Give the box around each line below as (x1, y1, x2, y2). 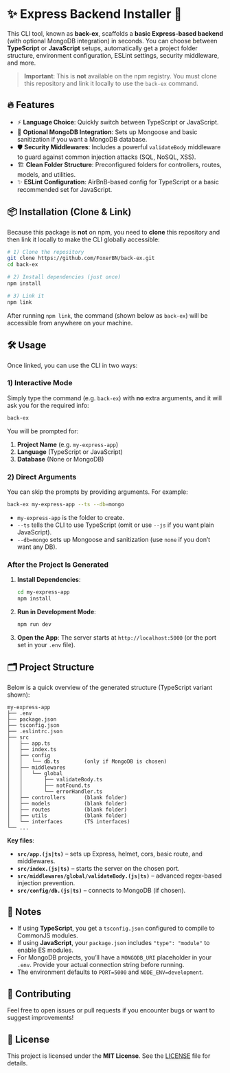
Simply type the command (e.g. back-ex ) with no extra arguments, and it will (7, 393, 222, 402)
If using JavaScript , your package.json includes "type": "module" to (16, 939, 210, 947)
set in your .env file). (16, 640, 76, 649)
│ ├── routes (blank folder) (7, 806, 128, 813)
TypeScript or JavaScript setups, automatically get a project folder (7, 44, 198, 52)
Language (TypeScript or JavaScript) (16, 447, 124, 456)
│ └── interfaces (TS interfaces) (7, 818, 130, 825)
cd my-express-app (16, 589, 70, 596)
